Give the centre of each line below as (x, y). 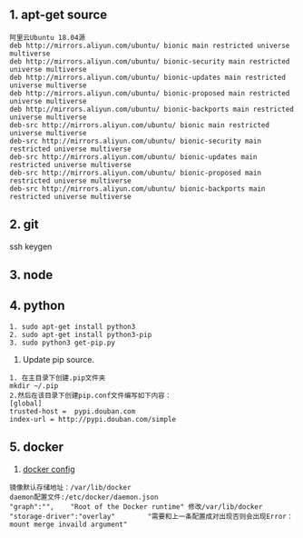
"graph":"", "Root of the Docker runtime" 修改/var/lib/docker (136, 507)
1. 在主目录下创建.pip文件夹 (58, 378)
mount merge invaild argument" (68, 524)
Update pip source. (59, 359)
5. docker (37, 448)
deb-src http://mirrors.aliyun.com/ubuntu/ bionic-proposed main (135, 173)
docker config (49, 469)
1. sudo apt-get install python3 (73, 326)
